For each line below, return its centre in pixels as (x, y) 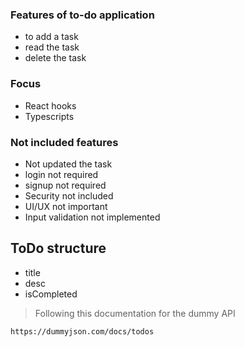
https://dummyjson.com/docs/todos (82, 331)
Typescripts (49, 116)
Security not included (69, 195)
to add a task (51, 37)
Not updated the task (68, 164)
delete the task (55, 58)
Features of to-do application (82, 15)
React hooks (50, 105)
